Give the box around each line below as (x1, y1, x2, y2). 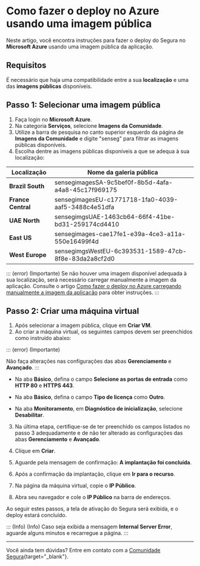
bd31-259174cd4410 (54, 220, 120, 228)
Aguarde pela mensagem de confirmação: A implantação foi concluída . (14, 459, 192, 466)
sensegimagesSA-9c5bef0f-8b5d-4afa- (54, 178, 173, 186)
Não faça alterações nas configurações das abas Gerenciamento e (6, 357, 171, 365)
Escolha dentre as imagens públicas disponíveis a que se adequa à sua (14, 148, 190, 155)
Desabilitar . (14, 411, 45, 419)
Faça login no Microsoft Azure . (14, 115, 92, 123)
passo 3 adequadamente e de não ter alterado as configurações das (14, 429, 183, 437)
